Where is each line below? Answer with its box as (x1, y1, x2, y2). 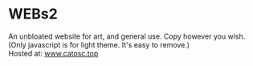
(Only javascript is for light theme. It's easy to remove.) (8, 39, 190, 49)
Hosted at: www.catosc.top (8, 48, 99, 58)
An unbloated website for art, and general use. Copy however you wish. (8, 31, 246, 41)
